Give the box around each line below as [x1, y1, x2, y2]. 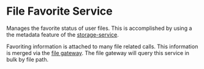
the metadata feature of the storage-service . [6, 31, 119, 38]
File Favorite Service [6, 4, 113, 18]
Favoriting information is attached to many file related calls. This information [6, 43, 198, 50]
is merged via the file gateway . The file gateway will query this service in [6, 49, 190, 56]
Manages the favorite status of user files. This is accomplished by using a [6, 24, 192, 32]
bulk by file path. [6, 56, 49, 63]
